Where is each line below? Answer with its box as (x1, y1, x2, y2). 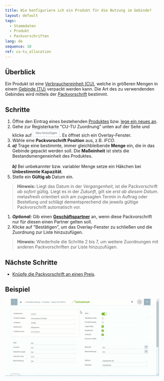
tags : (5, 18, 16, 23)
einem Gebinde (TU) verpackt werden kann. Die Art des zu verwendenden (5, 86, 155, 92)
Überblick (5, 68, 36, 76)
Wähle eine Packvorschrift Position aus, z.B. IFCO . (12, 138, 116, 143)
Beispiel (5, 286, 30, 294)
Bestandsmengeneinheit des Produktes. (12, 153, 93, 159)
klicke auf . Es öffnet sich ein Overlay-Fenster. (12, 132, 132, 138)
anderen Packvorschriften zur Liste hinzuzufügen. (17, 244, 118, 250)
